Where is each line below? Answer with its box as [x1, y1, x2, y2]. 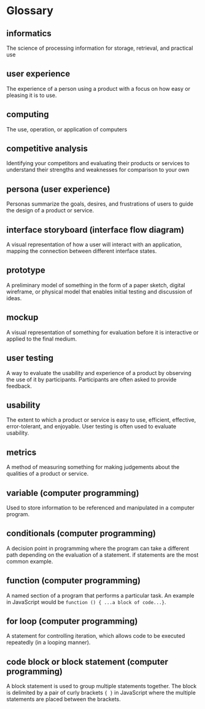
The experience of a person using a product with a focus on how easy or [6, 85, 190, 92]
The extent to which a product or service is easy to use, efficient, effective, [6, 416, 196, 424]
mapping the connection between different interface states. [6, 247, 157, 255]
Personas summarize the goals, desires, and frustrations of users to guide [6, 200, 193, 207]
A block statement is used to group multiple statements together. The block [6, 683, 197, 690]
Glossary [6, 4, 54, 18]
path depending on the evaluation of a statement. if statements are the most [6, 551, 199, 559]
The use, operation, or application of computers [6, 125, 128, 133]
